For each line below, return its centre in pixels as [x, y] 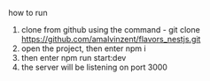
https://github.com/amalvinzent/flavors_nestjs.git [111, 39]
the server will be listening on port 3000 [94, 67]
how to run [28, 13]
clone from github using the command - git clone [110, 29]
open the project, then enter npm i [84, 48]
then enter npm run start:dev [74, 58]
